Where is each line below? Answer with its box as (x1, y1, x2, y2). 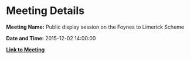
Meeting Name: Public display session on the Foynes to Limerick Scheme (6, 23, 185, 30)
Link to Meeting (6, 46, 45, 53)
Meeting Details (6, 4, 85, 18)
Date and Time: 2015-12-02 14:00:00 (6, 34, 96, 41)
